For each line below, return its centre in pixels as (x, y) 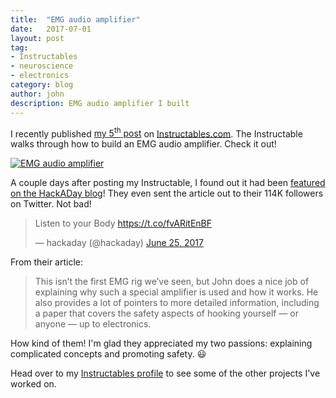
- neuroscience (42, 66)
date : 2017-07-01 (51, 29)
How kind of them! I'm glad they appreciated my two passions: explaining (161, 343)
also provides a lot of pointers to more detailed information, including (177, 303)
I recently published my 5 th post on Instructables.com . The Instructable (156, 133)
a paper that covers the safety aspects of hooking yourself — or (167, 313)
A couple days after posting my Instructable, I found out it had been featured (168, 183)
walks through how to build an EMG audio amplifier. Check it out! (143, 144)
